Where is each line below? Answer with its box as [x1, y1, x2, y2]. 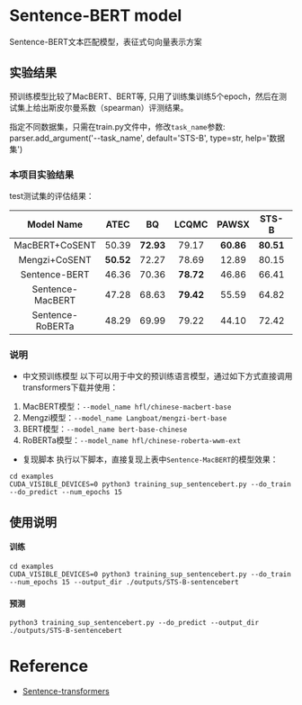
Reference [9, 656, 88, 676]
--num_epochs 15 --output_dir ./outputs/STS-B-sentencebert [9, 577, 240, 586]
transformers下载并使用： [22, 382, 119, 393]
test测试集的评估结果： [9, 191, 94, 202]
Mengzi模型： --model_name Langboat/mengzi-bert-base [22, 412, 227, 423]
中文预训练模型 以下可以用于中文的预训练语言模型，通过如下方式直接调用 [22, 371, 293, 382]
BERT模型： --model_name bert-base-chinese [22, 424, 188, 435]
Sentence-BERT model [9, 5, 182, 26]
